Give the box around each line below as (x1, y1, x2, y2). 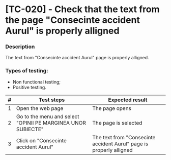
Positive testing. (12, 84, 47, 90)
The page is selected (92, 119, 142, 126)
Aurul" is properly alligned (5, 25, 120, 36)
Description (5, 43, 35, 50)
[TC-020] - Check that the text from (5, 4, 160, 15)
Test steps (39, 96, 65, 103)
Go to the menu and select (16, 113, 79, 120)
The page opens (92, 105, 131, 112)
